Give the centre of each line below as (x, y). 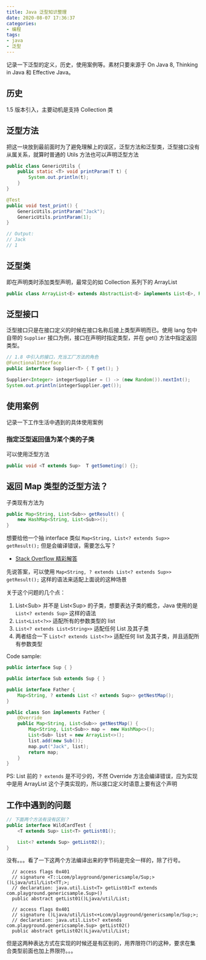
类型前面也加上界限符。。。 (44, 951)
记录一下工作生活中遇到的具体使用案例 (55, 422)
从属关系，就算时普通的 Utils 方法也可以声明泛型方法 (73, 154)
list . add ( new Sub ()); (56, 741)
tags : (13, 35)
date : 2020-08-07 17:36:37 (41, 18)
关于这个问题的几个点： (36, 592)
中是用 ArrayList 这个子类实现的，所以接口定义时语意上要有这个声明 (92, 784)
